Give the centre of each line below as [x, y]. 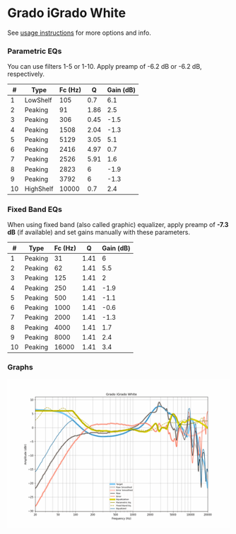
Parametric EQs [35, 51]
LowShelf [38, 100]
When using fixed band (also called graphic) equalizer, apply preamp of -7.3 [118, 225]
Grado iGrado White [66, 13]
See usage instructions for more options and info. [79, 33]
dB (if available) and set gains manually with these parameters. [99, 233]
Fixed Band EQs [35, 209]
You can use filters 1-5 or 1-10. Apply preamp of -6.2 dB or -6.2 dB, [105, 67]
